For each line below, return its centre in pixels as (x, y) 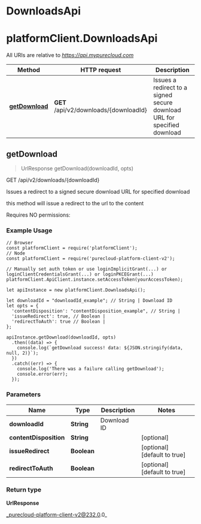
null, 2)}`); (22, 353)
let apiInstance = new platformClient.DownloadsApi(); (76, 290)
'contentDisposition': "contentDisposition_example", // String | (96, 311)
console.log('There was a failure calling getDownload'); (91, 369)
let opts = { (22, 306)
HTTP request (101, 70)
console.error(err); (42, 374)
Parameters (23, 394)
